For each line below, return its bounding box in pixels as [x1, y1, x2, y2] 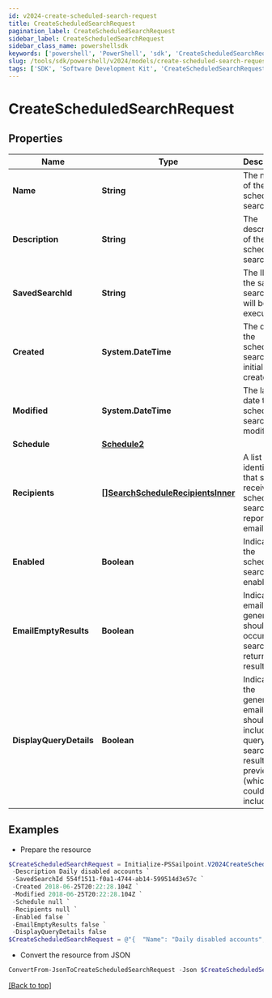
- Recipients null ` [11, 906, 79, 914]
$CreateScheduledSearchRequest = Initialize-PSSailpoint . [8, 860, 208, 868]
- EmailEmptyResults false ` [11, 920, 107, 929]
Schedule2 [101, 438, 144, 450]
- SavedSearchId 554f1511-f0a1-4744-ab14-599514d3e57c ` [11, 875, 205, 884]
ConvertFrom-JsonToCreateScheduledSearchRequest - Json [8, 966, 198, 974]
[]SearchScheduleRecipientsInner [101, 487, 236, 498]
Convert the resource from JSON [19, 950, 131, 960]
